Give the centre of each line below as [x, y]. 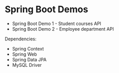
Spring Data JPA [29, 59]
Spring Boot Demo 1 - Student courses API [56, 23]
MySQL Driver [27, 65]
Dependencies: [21, 39]
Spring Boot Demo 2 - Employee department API [63, 29]
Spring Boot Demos [47, 9]
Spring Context [28, 48]
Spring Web [24, 54]
